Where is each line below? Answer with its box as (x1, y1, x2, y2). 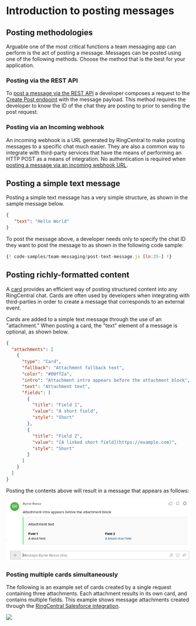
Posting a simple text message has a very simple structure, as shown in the (6, 194, 188, 201)
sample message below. (6, 200, 65, 207)
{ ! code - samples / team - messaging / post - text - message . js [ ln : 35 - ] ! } (6, 254, 172, 260)
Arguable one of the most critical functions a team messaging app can (6, 43, 176, 50)
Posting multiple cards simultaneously (6, 571, 119, 579)
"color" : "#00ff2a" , (21, 371, 72, 377)
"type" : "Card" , (21, 359, 62, 365)
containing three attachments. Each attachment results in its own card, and (6, 590, 187, 597)
